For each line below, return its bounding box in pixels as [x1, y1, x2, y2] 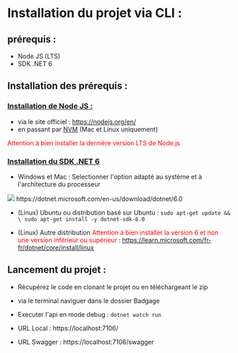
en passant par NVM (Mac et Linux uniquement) [17, 125, 158, 133]
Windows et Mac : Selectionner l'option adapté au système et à [17, 172, 203, 181]
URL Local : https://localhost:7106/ [17, 324, 119, 332]
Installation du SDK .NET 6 [7, 156, 101, 166]
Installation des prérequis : [7, 80, 128, 92]
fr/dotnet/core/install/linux [17, 243, 94, 252]
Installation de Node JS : [7, 101, 93, 111]
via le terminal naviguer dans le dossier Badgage [17, 296, 160, 305]
